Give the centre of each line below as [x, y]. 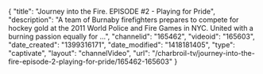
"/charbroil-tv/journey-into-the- [204, 53]
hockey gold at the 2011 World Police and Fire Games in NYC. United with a [131, 28]
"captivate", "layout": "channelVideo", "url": [79, 53]
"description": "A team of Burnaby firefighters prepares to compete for [124, 20]
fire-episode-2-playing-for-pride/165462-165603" [91, 61]
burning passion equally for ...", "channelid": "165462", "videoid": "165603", [132, 36]
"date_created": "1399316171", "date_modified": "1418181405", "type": [122, 45]
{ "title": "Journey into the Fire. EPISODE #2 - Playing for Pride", [112, 11]
